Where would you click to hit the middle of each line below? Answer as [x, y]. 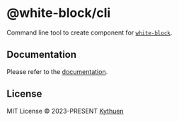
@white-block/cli [59, 13]
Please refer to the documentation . [57, 71]
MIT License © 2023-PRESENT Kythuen [65, 111]
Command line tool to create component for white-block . [89, 32]
